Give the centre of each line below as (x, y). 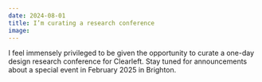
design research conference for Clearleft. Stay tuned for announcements (128, 61)
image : (19, 30)
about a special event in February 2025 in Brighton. (92, 70)
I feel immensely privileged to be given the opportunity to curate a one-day (131, 53)
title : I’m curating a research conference (82, 23)
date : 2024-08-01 (37, 16)
